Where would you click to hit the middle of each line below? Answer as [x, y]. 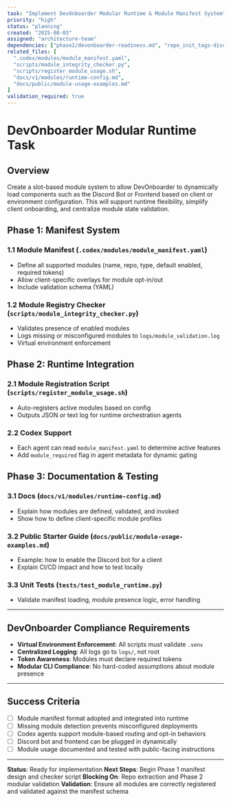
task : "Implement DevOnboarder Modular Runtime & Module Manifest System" [117, 13]
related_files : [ [32, 52]
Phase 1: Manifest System [64, 231]
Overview [29, 170]
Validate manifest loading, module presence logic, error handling [109, 600]
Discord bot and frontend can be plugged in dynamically [97, 742]
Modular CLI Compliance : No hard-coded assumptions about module [116, 667]
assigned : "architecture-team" [52, 39]
